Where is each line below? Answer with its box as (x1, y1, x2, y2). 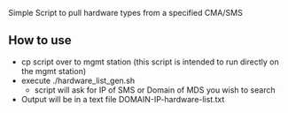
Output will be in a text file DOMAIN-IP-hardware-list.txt (20, 94, 225, 104)
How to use (8, 33, 72, 48)
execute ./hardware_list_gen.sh (20, 75, 136, 86)
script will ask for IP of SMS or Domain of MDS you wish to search (34, 84, 276, 95)
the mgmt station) (20, 65, 87, 76)
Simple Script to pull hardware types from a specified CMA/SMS (8, 8, 243, 18)
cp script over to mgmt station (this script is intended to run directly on (20, 56, 280, 67)
